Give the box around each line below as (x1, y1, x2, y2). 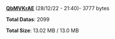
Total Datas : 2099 (6, 16, 50, 22)
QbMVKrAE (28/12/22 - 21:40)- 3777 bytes (6, 5, 110, 11)
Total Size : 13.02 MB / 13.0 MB (6, 27, 80, 34)
